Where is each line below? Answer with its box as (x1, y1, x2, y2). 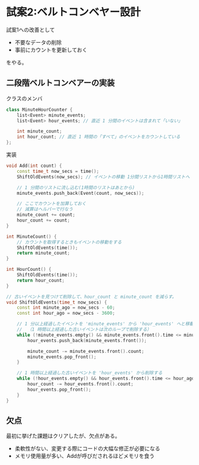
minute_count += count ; (17, 212, 76, 218)
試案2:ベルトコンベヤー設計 (6, 5, 141, 19)
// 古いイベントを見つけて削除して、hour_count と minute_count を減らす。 (6, 293, 176, 300)
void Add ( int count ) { (6, 163, 62, 169)
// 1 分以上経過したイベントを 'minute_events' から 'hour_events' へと (17, 321, 185, 327)
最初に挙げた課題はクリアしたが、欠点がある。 (6, 432, 120, 439)
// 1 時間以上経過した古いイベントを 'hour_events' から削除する (17, 370, 163, 376)
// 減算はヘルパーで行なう (17, 206, 73, 213)
